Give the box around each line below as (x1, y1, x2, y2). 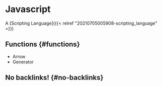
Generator (12, 59, 34, 65)
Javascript (5, 4, 51, 15)
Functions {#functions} (5, 40, 80, 49)
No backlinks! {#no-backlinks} (5, 73, 104, 82)
